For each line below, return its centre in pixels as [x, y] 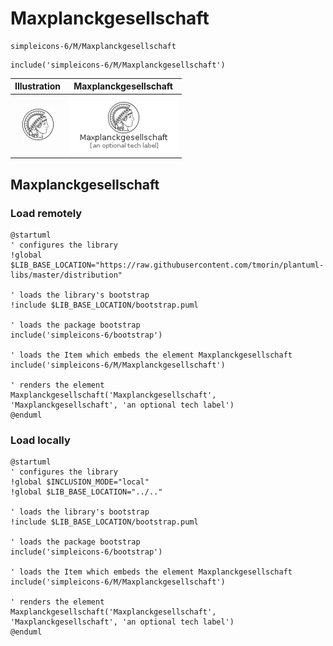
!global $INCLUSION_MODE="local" [80, 482]
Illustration [38, 86]
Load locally [40, 440]
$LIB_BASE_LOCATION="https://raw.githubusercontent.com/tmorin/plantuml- [167, 265]
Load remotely [46, 213]
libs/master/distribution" [66, 275]
